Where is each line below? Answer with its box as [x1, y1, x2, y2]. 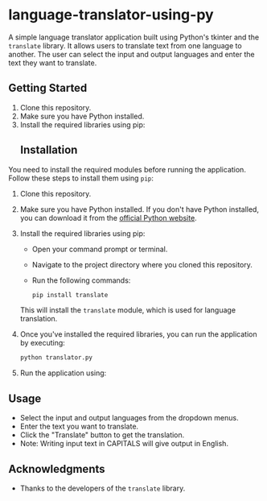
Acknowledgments [8, 462, 106, 476]
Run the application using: [19, 368, 107, 378]
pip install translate [31, 291, 109, 299]
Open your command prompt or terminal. [31, 244, 168, 254]
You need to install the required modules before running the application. [8, 164, 247, 174]
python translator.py [19, 354, 92, 362]
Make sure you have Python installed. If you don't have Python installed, [19, 204, 260, 214]
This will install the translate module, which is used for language [19, 305, 236, 315]
